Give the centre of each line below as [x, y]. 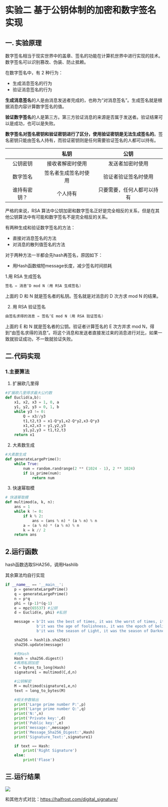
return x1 [24, 435]
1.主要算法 [17, 372]
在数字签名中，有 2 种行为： [34, 73]
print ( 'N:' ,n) [29, 714]
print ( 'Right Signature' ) [50, 751]
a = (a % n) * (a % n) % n [51, 525]
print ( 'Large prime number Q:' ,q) [50, 709]
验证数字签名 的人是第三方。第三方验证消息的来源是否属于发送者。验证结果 [82, 117]
